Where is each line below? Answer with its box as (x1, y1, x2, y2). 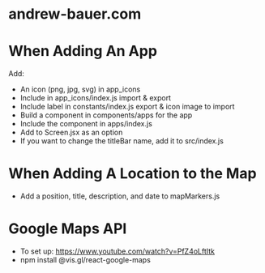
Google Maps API (8, 220, 127, 238)
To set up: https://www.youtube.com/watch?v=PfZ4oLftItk (19, 246, 216, 256)
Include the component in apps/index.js (19, 119, 152, 129)
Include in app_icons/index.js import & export (19, 93, 172, 103)
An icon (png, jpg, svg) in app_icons (19, 84, 141, 94)
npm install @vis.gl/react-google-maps (19, 255, 152, 264)
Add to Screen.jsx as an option (19, 127, 123, 138)
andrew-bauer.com (8, 5, 142, 23)
